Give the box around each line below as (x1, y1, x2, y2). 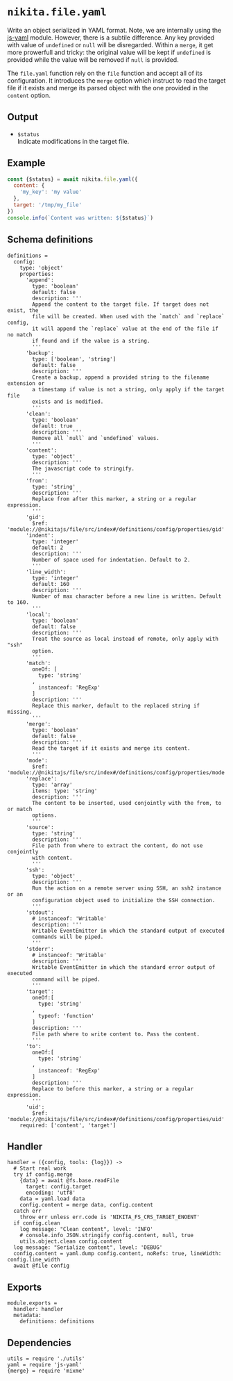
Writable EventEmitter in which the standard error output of (32, 963, 216, 971)
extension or (7, 379, 45, 387)
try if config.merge (13, 1171, 73, 1178)
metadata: (13, 1312, 42, 1319)
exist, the (7, 307, 39, 314)
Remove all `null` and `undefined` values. (32, 434, 159, 441)
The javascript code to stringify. (32, 465, 135, 472)
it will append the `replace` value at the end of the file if (32, 325, 218, 332)
